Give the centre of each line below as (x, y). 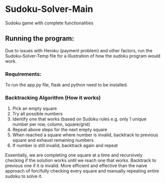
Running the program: (40, 39)
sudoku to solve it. (24, 176)
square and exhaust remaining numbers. (54, 140)
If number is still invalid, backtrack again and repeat (65, 146)
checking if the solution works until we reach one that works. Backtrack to (81, 161)
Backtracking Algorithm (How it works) (53, 97)
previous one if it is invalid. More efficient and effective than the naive (76, 166)
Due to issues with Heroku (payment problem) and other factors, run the (79, 50)
